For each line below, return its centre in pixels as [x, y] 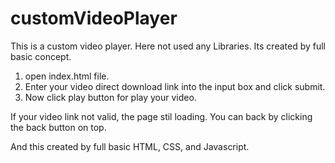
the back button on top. [58, 127]
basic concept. [41, 56]
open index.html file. [67, 76]
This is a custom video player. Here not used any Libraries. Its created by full [168, 46]
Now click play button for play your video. [110, 97]
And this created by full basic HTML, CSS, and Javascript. [130, 146]
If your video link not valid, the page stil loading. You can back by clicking [161, 116]
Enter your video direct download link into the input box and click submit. [175, 86]
